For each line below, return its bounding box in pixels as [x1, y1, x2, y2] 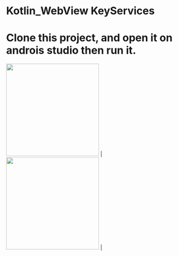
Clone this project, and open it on [6, 31, 173, 45]
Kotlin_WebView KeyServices [6, 4, 155, 18]
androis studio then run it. [6, 44, 136, 57]
